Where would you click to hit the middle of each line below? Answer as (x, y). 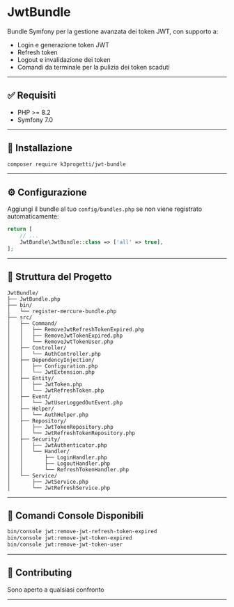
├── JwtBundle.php (34, 299)
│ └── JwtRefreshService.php (59, 488)
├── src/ (20, 317)
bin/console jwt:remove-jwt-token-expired (70, 538)
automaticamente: (33, 216)
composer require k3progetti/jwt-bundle (67, 164)
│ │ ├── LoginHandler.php (57, 457)
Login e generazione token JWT (63, 45)
